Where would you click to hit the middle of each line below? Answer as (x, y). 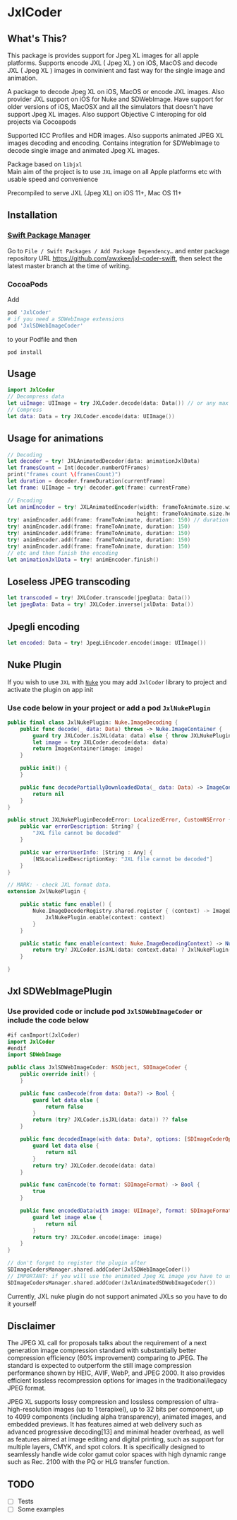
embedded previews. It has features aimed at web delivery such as (105, 1424)
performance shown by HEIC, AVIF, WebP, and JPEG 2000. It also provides (116, 1373)
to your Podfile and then (42, 339)
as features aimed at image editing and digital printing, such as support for (116, 1439)
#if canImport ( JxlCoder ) (44, 1035)
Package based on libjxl (45, 164)
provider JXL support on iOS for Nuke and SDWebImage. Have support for (115, 99)
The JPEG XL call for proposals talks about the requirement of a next (107, 1343)
